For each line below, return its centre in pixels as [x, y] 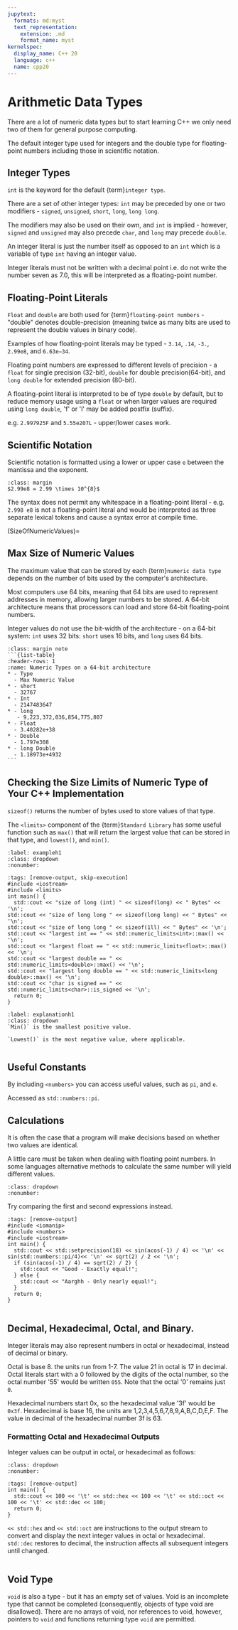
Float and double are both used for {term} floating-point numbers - [106, 315]
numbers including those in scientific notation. [92, 151]
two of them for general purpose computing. [72, 129]
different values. [31, 1174]
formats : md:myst [39, 21]
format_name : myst [47, 41]
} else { [27, 1276]
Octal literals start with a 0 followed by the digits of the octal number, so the [118, 1374]
